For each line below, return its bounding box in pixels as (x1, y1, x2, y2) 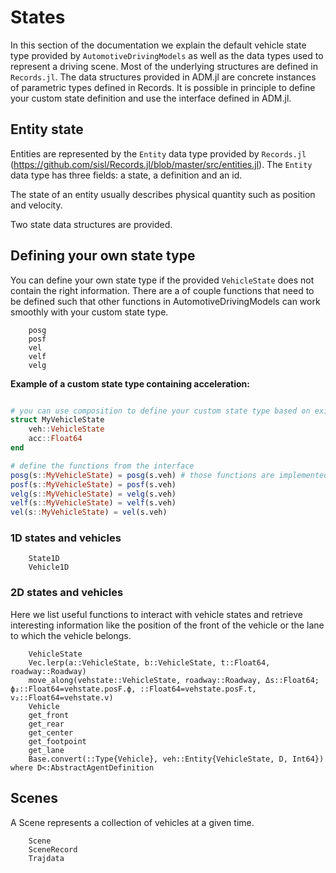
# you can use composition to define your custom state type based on (10, 406, 311, 416)
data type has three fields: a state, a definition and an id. (10, 169, 243, 181)
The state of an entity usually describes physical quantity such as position (10, 188, 316, 200)
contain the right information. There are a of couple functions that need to (10, 284, 315, 296)
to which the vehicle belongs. (10, 629, 132, 641)
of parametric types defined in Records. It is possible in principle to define (10, 81, 316, 93)
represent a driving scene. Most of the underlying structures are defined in (10, 60, 319, 72)
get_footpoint (28, 736, 87, 746)
